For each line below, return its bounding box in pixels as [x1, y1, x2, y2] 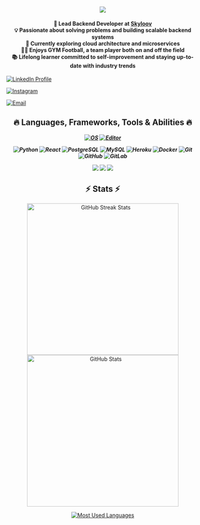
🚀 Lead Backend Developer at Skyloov [53, 20, 152, 27]
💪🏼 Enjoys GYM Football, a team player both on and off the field [21, 46, 185, 53]
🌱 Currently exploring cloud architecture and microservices [25, 40, 180, 47]
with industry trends [82, 62, 136, 69]
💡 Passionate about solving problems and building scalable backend [14, 26, 191, 34]
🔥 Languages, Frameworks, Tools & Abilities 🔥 [13, 117, 193, 127]
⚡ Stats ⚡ [85, 184, 120, 194]
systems [91, 33, 114, 40]
